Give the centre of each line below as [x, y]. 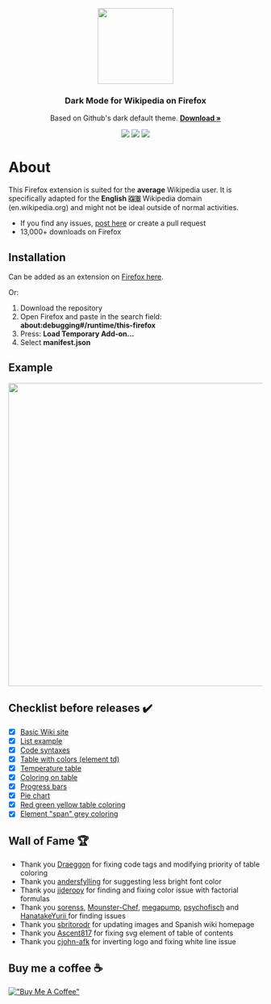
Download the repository [61, 308]
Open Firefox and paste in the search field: [91, 317]
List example [41, 740]
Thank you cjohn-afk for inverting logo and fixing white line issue [128, 942]
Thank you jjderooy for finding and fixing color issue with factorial [129, 890]
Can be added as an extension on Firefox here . [86, 277]
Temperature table [51, 768]
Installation [37, 257]
